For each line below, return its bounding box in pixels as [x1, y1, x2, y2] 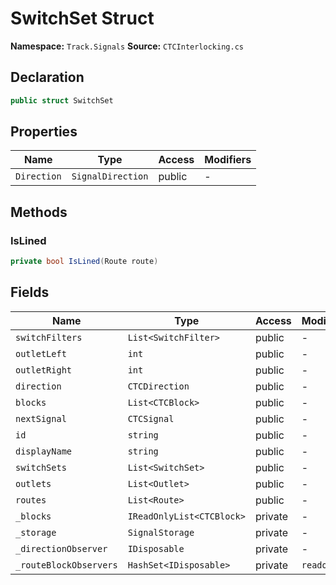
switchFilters [15, 332, 83, 343]
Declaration [10, 69, 85, 86]
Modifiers [204, 153, 252, 167]
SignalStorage [127, 527, 195, 538]
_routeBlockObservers [15, 559, 118, 571]
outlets [15, 478, 52, 489]
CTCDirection [127, 380, 190, 392]
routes [15, 494, 47, 506]
